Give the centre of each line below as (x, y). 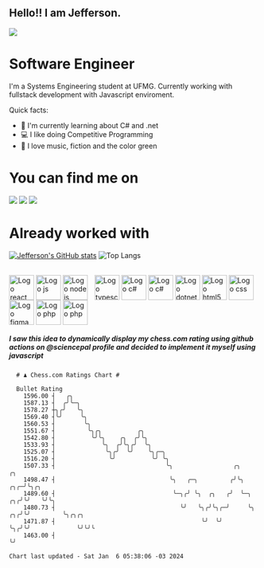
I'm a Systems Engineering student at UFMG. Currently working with (121, 86)
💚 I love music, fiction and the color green (89, 146)
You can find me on (74, 178)
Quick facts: (29, 110)
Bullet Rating (39, 389)
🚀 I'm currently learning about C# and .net (89, 125)
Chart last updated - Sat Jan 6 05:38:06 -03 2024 (96, 556)
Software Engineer (72, 64)
